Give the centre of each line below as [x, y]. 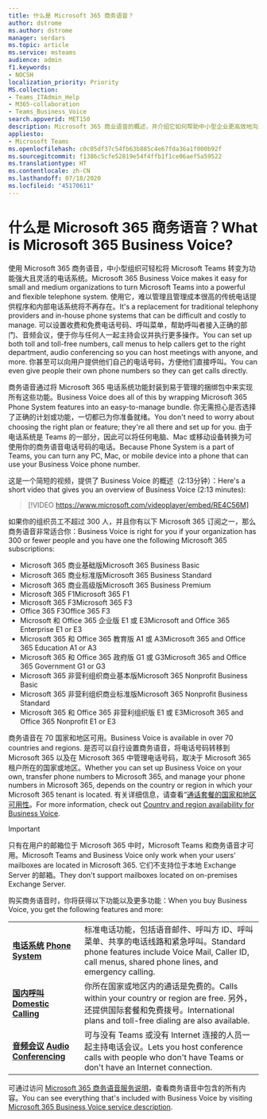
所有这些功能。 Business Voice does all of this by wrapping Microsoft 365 [128, 397]
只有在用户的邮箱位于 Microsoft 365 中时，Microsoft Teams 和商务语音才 [128, 845]
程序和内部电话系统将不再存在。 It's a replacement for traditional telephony [137, 306]
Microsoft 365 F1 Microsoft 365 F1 [74, 594]
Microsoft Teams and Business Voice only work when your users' [129, 855]
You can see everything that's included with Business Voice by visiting [137, 1098]
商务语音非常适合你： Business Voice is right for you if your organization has [132, 531]
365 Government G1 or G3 [62, 666]
